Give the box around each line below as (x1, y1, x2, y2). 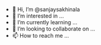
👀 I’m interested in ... (12, 12, 64, 19)
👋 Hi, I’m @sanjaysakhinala (12, 6, 80, 13)
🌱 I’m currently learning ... (12, 19, 78, 26)
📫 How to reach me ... (12, 32, 69, 39)
